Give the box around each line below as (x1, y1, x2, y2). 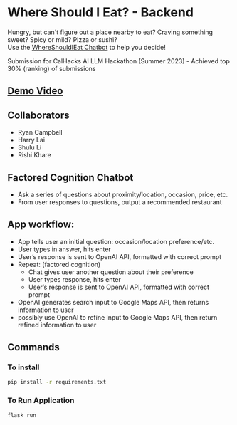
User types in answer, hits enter (17, 245, 112, 253)
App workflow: (7, 219, 75, 231)
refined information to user (17, 320, 97, 329)
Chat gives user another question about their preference (28, 268, 194, 276)
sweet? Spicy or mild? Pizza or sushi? (7, 35, 117, 43)
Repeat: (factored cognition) (17, 260, 101, 268)
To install (7, 362, 40, 372)
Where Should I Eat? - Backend (7, 4, 194, 21)
